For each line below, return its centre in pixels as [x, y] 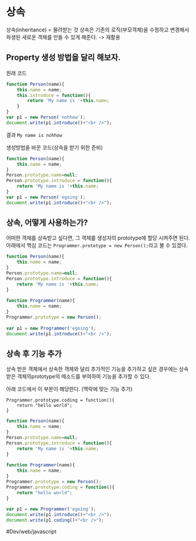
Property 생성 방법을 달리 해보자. [63, 58]
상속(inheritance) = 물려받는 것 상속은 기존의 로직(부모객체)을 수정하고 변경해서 [98, 30]
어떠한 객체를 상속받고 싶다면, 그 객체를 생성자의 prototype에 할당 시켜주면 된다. [98, 238]
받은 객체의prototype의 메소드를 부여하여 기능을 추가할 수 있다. [79, 376]
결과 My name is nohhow [34, 135]
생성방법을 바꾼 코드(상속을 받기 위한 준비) [55, 147]
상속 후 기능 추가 [34, 353]
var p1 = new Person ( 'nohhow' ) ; [46, 117]
